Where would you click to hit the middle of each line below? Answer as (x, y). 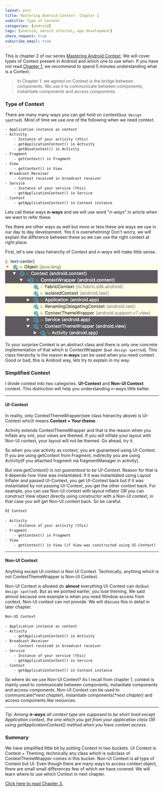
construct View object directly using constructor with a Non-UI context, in (79, 496)
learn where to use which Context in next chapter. (55, 774)
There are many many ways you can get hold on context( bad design (73, 115)
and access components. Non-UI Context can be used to (62, 690)
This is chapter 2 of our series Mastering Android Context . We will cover (78, 56)
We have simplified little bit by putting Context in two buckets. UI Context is (81, 748)
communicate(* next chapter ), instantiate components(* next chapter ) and (79, 695)
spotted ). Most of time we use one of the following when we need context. (80, 120)
